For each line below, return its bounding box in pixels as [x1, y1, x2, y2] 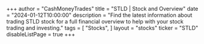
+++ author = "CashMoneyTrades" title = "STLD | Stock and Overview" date [6, 5, 198, 12]
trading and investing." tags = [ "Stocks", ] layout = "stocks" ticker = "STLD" [6, 24, 198, 31]
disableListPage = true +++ [6, 31, 75, 38]
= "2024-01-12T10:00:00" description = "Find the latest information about [6, 11, 193, 19]
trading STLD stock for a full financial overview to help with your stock [6, 18, 184, 25]
